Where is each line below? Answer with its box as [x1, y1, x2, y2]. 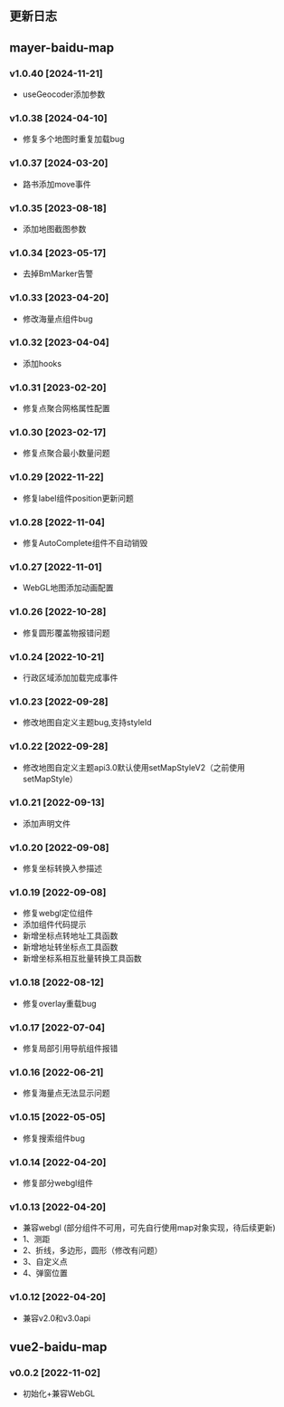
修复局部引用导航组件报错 [22, 1043, 118, 1054]
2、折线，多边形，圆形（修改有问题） [22, 1245, 163, 1256]
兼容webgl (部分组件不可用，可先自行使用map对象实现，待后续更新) [22, 1222, 276, 1233]
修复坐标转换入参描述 [22, 863, 102, 874]
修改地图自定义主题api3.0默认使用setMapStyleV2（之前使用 [22, 761, 246, 772]
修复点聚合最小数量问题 [22, 447, 110, 459]
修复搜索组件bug [22, 1133, 86, 1144]
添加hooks [22, 358, 62, 368]
